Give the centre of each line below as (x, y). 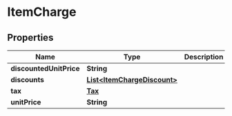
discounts (28, 80)
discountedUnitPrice (45, 68)
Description (204, 57)
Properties (30, 38)
